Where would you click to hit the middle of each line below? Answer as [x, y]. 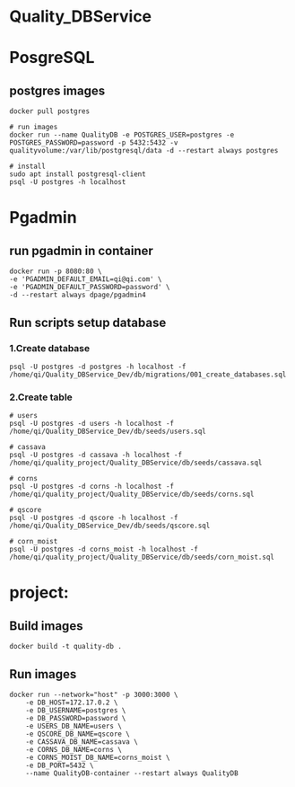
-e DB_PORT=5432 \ [60, 765]
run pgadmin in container [82, 250]
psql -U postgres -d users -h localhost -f [92, 424]
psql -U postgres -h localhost [68, 182]
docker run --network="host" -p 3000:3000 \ [94, 694]
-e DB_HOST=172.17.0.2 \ [72, 703]
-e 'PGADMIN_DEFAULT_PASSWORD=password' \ [90, 287]
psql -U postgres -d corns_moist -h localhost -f [104, 550]
